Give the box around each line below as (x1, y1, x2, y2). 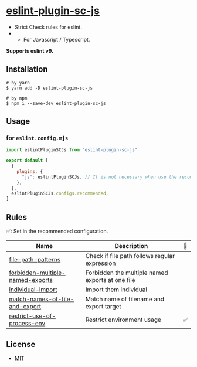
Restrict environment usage (85, 315, 161, 324)
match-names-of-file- (9, 295, 74, 303)
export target (85, 303, 121, 311)
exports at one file (85, 276, 135, 284)
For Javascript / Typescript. (23, 36, 90, 43)
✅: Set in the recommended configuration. (6, 227, 108, 235)
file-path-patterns (9, 256, 61, 264)
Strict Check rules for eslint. (14, 23, 82, 30)
